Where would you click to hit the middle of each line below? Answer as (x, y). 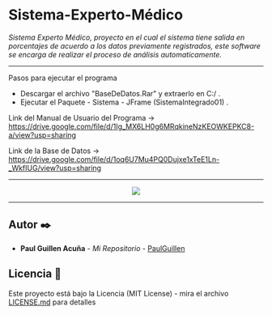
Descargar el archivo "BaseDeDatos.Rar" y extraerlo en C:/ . (120, 93)
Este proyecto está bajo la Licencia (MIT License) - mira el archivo (119, 293)
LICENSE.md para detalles (52, 302)
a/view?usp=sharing (42, 134)
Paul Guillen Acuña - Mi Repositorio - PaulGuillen (102, 248)
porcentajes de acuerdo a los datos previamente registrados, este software (135, 45)
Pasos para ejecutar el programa (63, 78)
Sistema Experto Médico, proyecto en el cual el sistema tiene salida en (127, 37)
